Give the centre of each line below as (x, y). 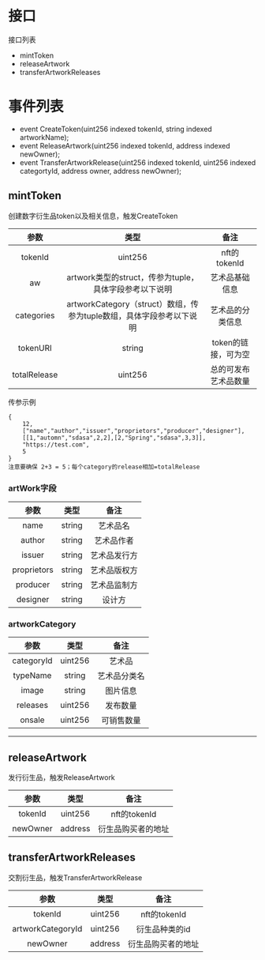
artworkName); (44, 137)
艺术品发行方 (114, 555)
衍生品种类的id (163, 929)
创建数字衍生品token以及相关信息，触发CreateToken (93, 216)
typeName (32, 676)
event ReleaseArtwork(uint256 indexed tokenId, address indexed (125, 145)
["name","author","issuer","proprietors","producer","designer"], (134, 431)
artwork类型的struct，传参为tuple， (132, 277)
